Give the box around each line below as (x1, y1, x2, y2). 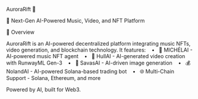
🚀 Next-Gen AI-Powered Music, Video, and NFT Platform (6, 17, 145, 24)
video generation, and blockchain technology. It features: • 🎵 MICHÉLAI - (6, 46, 193, 53)
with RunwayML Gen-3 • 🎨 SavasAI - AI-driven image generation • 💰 (6, 59, 191, 66)
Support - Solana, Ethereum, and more (6, 75, 101, 81)
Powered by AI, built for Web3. (6, 86, 81, 93)
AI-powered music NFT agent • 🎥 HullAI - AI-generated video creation (6, 53, 186, 59)
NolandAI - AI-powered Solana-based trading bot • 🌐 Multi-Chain (6, 68, 174, 75)
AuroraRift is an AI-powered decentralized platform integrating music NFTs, (6, 40, 191, 47)
